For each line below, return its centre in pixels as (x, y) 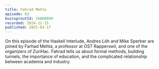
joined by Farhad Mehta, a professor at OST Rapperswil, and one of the (76, 46)
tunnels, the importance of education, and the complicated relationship (76, 56)
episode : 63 (17, 14)
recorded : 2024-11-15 (27, 23)
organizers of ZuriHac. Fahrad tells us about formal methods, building (75, 52)
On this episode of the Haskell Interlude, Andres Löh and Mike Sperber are (79, 41)
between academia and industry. (38, 62)
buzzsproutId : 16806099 (29, 18)
